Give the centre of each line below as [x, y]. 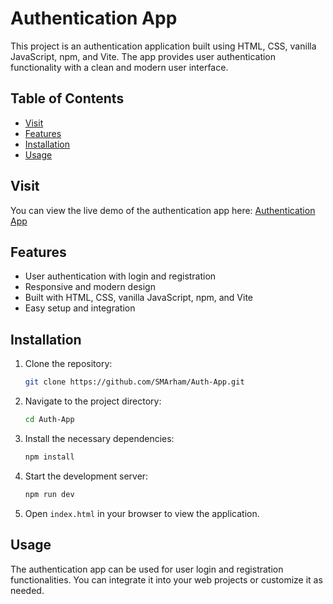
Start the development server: [86, 476]
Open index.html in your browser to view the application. [142, 513]
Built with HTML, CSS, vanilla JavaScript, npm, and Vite [139, 298]
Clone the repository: [68, 364]
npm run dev [49, 494]
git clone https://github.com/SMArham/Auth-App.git [134, 382]
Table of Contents [67, 98]
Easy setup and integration [80, 308]
